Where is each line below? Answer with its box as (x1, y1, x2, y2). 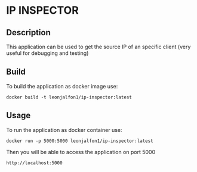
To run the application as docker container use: (6, 126, 122, 133)
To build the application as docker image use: (6, 82, 118, 90)
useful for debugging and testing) (6, 50, 89, 57)
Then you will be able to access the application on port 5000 (6, 148, 156, 155)
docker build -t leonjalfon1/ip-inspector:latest (6, 94, 133, 100)
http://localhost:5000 (6, 159, 63, 166)
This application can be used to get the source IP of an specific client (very (6, 43, 191, 50)
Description (6, 27, 51, 38)
